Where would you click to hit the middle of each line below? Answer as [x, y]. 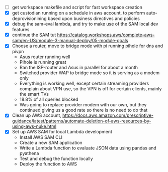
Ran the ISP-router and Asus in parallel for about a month [79, 68]
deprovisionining [29, 19]
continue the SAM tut [34, 35]
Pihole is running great [43, 62]
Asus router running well [45, 57]
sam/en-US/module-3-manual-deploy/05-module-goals [70, 41]
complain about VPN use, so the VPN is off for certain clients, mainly [91, 89]
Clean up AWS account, [36, 115]
